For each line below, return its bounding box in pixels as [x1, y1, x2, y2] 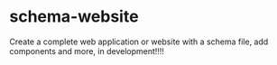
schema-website [9, 6, 139, 27]
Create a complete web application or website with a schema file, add [9, 36, 269, 47]
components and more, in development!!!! [9, 45, 165, 56]
